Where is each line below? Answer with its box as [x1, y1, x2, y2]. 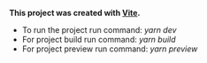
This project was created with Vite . [9, 8, 141, 18]
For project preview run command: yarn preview [21, 43, 198, 54]
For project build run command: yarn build [21, 35, 176, 44]
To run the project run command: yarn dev [21, 25, 177, 35]
